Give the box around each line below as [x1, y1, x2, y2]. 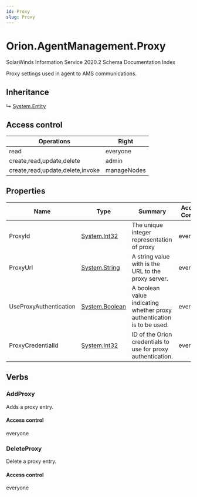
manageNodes [105, 166, 147, 174]
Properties [6, 186, 46, 196]
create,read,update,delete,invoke [9, 166, 100, 174]
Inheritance [6, 87, 49, 97]
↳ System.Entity [6, 103, 46, 110]
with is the [131, 260, 160, 268]
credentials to [131, 337, 170, 345]
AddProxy [6, 390, 35, 398]
